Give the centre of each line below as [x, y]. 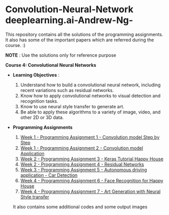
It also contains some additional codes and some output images [80, 207]
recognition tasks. [39, 101]
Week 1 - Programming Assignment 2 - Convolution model [82, 148]
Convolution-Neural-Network [69, 9]
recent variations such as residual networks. [67, 90]
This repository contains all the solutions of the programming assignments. [84, 34]
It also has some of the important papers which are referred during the [80, 40]
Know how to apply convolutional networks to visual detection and [90, 95]
